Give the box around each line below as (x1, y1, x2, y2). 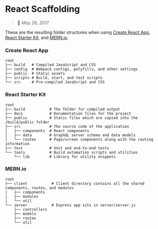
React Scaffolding (5, 3, 80, 15)
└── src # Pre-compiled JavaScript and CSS (5, 80, 105, 85)
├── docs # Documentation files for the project (5, 111, 132, 116)
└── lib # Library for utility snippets (14, 154, 116, 159)
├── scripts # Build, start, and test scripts (5, 76, 103, 80)
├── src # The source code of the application (5, 124, 129, 129)
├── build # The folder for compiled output (5, 107, 120, 112)
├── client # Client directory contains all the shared (5, 181, 145, 186)
